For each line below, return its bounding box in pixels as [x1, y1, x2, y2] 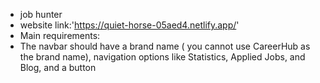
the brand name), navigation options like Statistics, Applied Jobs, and [19, 51, 306, 63]
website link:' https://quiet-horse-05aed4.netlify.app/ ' [19, 19, 240, 31]
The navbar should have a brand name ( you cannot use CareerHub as [19, 40, 311, 52]
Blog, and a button [19, 62, 97, 73]
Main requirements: [19, 30, 101, 41]
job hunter [19, 9, 63, 20]
